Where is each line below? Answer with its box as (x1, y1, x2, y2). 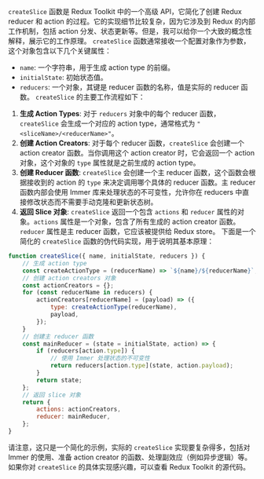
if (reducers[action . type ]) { (36, 347, 135, 355)
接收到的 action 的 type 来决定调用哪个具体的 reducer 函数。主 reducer (26, 177, 256, 187)
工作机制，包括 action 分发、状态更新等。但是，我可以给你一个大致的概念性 (8, 27, 253, 35)
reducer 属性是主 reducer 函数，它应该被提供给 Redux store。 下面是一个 (19, 227, 256, 236)
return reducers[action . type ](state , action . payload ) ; (49, 362, 234, 370)
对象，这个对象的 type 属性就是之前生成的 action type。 (19, 158, 200, 167)
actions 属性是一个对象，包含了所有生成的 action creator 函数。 (33, 217, 240, 226)
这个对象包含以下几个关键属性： (8, 46, 112, 55)
